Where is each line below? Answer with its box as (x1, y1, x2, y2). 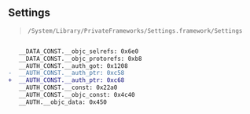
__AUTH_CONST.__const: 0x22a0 (18, 84, 118, 92)
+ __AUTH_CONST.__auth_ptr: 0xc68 (8, 77, 125, 84)
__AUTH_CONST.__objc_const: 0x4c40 (18, 91, 135, 99)
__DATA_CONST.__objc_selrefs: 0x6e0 (18, 47, 139, 55)
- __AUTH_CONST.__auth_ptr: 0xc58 (8, 69, 125, 77)
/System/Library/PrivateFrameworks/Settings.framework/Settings (27, 27, 243, 34)
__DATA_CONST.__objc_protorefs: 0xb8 (18, 55, 143, 62)
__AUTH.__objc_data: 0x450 (18, 98, 108, 106)
